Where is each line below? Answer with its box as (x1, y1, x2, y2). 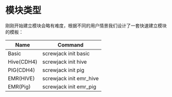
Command (57, 41, 83, 48)
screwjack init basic (42, 50, 90, 57)
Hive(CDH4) (8, 58, 37, 65)
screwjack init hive (42, 58, 87, 65)
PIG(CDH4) (8, 66, 35, 74)
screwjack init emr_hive (42, 75, 99, 82)
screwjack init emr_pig (42, 83, 96, 90)
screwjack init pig (42, 66, 84, 74)
